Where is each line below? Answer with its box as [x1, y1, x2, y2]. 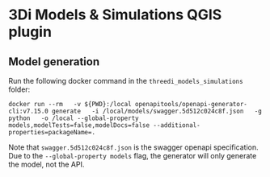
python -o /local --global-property [8, 114, 139, 122]
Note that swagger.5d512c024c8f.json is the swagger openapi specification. [8, 142, 259, 152]
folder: [8, 84, 31, 94]
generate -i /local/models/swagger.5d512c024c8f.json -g [51, 107, 263, 115]
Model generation [8, 55, 100, 68]
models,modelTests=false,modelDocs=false [8, 121, 150, 130]
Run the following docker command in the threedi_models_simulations [8, 76, 244, 85]
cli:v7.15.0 [8, 107, 49, 115]
